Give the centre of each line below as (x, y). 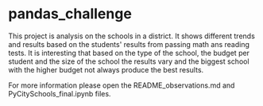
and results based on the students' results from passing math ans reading (129, 44)
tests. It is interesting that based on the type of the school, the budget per (129, 53)
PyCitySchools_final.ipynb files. (60, 93)
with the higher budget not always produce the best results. (106, 69)
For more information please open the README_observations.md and (122, 85)
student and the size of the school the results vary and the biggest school (129, 61)
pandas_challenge (70, 14)
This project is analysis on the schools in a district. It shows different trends (132, 36)
